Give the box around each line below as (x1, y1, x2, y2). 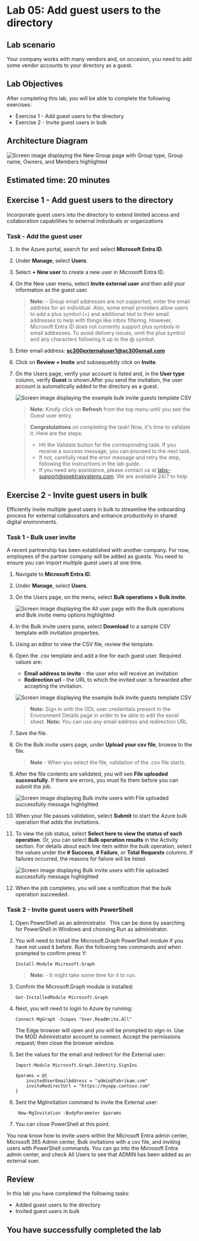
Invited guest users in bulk (15, 1208, 80, 1215)
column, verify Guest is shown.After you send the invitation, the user (15, 377, 183, 384)
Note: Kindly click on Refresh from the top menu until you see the (30, 406, 191, 413)
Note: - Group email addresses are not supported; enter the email (30, 298, 190, 305)
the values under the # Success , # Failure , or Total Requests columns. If (15, 849, 193, 856)
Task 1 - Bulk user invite (6, 533, 76, 541)
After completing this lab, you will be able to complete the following (6, 94, 171, 101)
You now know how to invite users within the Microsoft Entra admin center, (6, 1132, 188, 1139)
